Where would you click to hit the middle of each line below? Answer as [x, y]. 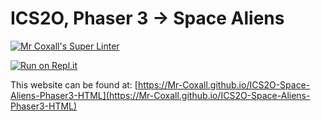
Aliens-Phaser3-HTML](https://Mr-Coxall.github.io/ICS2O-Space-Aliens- [160, 95]
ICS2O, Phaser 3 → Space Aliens [147, 18]
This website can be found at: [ [74, 84]
